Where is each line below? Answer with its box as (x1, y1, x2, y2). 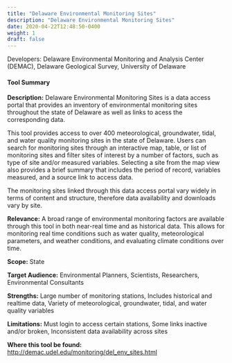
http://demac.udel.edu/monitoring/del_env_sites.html (7, 348, 158, 357)
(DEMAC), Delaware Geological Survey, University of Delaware (7, 62, 186, 71)
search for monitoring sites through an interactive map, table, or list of (7, 143, 207, 152)
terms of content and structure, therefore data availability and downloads (7, 194, 216, 202)
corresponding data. (7, 116, 66, 124)
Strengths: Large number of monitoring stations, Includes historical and (7, 292, 213, 300)
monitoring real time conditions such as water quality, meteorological (7, 229, 204, 238)
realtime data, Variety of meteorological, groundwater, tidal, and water (7, 299, 207, 308)
